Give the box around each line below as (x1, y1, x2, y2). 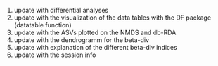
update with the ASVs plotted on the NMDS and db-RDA (13, 28, 177, 37)
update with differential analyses (13, 6, 109, 14)
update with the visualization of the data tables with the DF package (13, 13, 212, 22)
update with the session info (13, 51, 96, 59)
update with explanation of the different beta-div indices (13, 44, 177, 51)
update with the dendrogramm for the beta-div (13, 36, 150, 44)
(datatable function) (13, 21, 72, 29)
